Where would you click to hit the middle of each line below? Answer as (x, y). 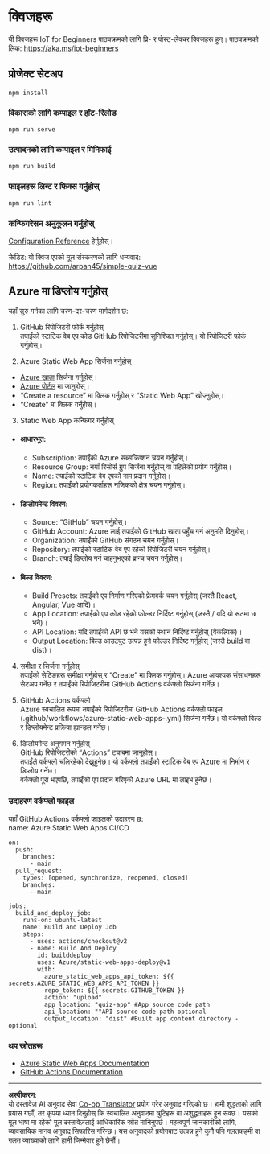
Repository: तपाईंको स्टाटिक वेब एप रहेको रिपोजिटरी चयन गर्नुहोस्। (121, 550)
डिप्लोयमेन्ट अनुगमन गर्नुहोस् (55, 744)
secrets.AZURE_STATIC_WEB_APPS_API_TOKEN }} (84, 983)
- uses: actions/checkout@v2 (78, 941)
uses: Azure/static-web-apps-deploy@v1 (104, 962)
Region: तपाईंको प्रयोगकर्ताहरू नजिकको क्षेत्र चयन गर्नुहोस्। (109, 484)
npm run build (32, 167)
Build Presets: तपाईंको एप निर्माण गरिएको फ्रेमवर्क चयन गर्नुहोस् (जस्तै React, (135, 596)
